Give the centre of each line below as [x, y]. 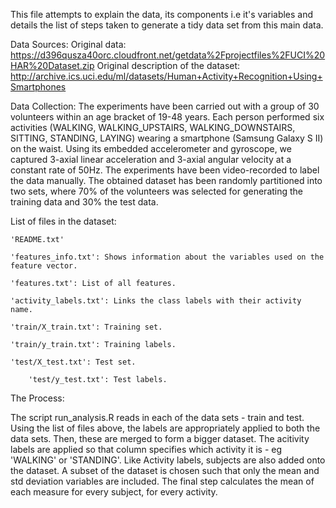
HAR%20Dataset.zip [52, 65]
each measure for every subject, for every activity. [114, 492]
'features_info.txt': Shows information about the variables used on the [167, 257]
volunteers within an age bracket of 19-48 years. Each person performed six [167, 117]
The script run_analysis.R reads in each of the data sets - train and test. [157, 417]
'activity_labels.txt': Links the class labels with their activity [156, 301]
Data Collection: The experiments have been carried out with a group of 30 [165, 106]
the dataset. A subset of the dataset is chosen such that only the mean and [165, 470]
